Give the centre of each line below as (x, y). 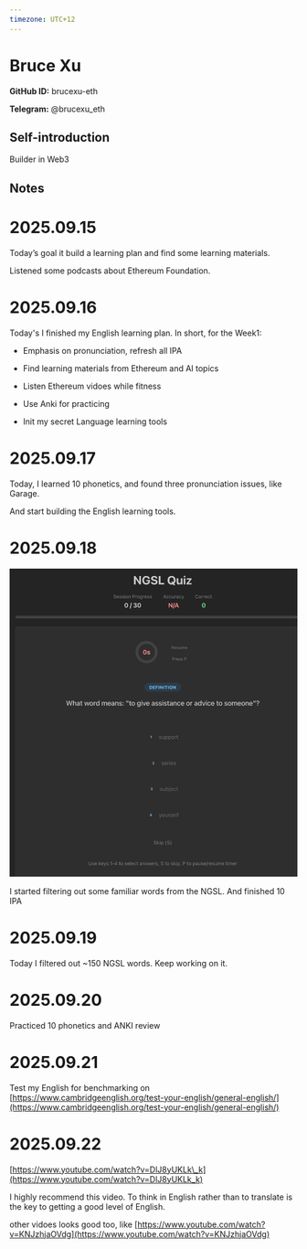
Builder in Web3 (40, 159)
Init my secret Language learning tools (95, 422)
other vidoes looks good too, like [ (74, 1224)
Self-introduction (60, 137)
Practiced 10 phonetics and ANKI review (85, 1025)
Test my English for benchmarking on (80, 1087)
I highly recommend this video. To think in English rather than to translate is (151, 1197)
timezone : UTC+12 (42, 19)
